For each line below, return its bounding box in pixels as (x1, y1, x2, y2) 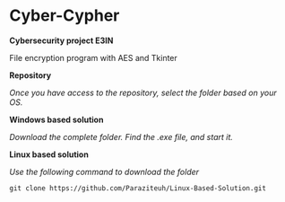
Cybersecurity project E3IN (9, 35, 114, 46)
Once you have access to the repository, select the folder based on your (9, 87, 277, 98)
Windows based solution (9, 114, 104, 125)
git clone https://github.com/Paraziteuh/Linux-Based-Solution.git (9, 183, 267, 193)
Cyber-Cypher (9, 5, 120, 26)
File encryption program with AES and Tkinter (9, 52, 177, 63)
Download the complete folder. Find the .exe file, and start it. (9, 131, 233, 142)
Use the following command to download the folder (9, 166, 200, 177)
